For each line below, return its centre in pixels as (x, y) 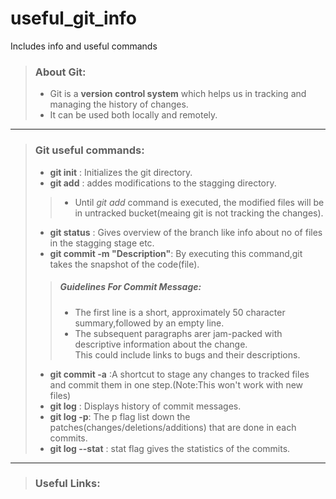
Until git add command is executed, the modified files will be (199, 202)
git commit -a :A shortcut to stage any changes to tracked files (179, 374)
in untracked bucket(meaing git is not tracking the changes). (199, 213)
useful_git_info (73, 18)
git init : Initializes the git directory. (121, 172)
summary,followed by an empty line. (149, 323)
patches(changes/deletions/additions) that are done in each (173, 427)
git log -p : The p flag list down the (120, 416)
